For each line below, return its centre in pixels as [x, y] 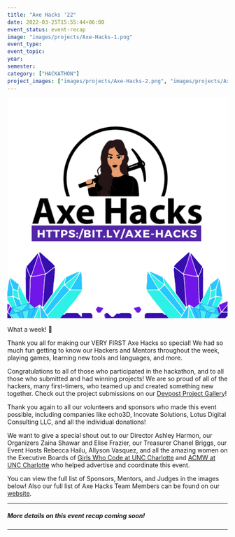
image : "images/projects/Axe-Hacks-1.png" [70, 37]
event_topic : [26, 52]
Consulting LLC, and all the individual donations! [77, 422]
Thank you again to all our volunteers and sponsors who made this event [112, 407]
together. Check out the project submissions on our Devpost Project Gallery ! [117, 393]
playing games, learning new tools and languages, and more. [95, 358]
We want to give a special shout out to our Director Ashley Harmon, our [110, 435]
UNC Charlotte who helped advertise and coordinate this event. [99, 465]
